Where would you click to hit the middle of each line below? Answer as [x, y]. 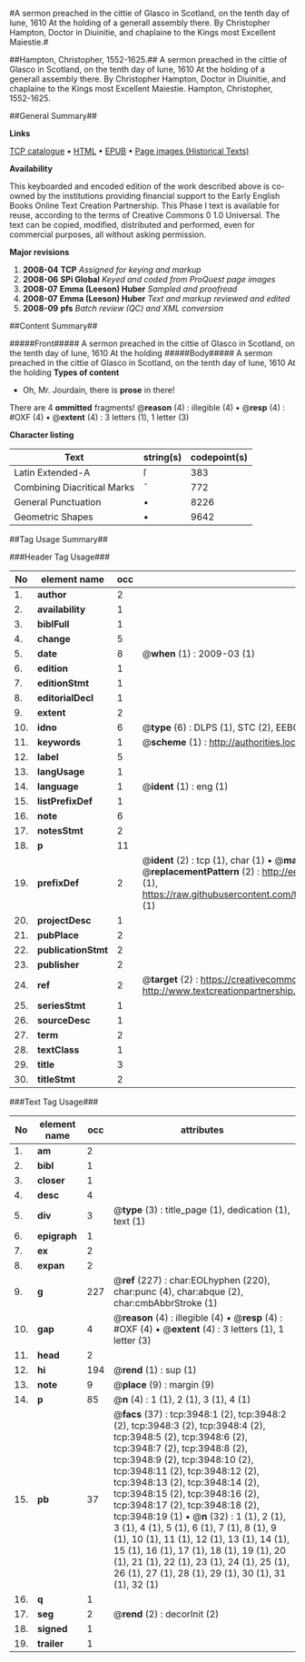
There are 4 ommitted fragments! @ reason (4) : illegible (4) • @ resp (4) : [148, 407]
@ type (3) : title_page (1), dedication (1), [202, 1210]
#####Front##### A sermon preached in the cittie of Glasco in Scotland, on [152, 343]
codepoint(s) [219, 457]
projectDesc [64, 920]
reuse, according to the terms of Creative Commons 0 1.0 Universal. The [145, 215]
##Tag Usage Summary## [59, 539]
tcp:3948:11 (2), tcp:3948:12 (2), [187, 1471]
